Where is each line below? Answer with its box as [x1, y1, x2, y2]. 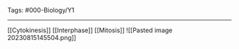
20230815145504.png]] [7, 34, 77, 41]
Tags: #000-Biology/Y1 [7, 6, 75, 14]
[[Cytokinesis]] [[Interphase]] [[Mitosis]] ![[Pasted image [7, 26, 173, 34]
